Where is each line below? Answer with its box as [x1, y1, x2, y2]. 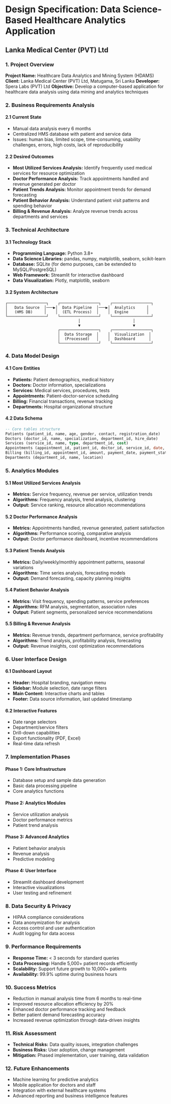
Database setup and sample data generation [12, 777, 106, 783]
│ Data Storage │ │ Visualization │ [58, 332, 152, 337]
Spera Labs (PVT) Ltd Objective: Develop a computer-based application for [5, 83, 164, 89]
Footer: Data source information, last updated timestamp [12, 696, 132, 702]
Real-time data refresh [12, 741, 60, 747]
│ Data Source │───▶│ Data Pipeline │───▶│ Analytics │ [5, 305, 149, 310]
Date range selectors [12, 719, 57, 725]
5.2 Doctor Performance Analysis [5, 513, 78, 520]
